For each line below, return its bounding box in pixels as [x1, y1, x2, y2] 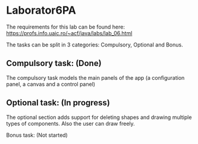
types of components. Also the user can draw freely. [6, 120, 135, 127]
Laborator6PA [6, 4, 76, 17]
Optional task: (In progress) [6, 98, 110, 108]
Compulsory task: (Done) [6, 58, 102, 68]
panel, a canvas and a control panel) [6, 80, 96, 87]
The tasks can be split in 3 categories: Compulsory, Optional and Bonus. [6, 41, 183, 48]
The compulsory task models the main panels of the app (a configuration [6, 74, 185, 81]
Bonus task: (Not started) [6, 132, 68, 139]
